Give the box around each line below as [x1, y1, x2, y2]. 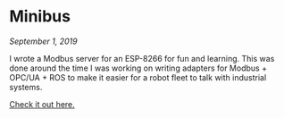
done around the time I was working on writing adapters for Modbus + [9, 63, 268, 73]
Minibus [9, 6, 71, 27]
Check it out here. [9, 98, 76, 109]
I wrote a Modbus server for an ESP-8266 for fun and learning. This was [9, 53, 275, 63]
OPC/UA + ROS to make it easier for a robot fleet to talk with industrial [9, 72, 267, 82]
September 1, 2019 [9, 36, 78, 46]
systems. [9, 81, 43, 92]
